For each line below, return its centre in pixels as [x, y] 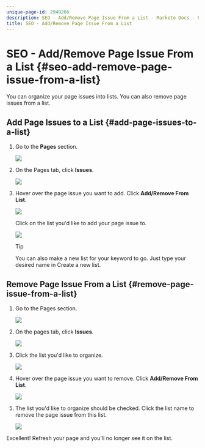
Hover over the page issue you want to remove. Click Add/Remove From [106, 378]
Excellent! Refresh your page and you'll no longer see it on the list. [89, 438]
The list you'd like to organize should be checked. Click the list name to [104, 408]
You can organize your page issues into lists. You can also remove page [97, 97]
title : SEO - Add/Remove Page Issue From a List [69, 23]
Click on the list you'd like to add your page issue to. [81, 223]
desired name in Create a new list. [58, 265]
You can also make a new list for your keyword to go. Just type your [100, 258]
